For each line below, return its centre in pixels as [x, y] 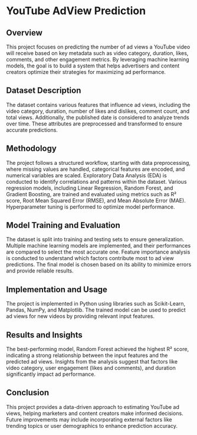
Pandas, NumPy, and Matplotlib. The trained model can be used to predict [96, 310]
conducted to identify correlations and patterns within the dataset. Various [96, 181]
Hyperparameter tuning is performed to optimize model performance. [91, 207]
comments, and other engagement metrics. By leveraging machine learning [98, 59]
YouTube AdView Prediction [76, 11]
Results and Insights [44, 335]
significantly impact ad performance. [51, 374]
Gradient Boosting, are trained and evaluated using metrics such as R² [91, 194]
